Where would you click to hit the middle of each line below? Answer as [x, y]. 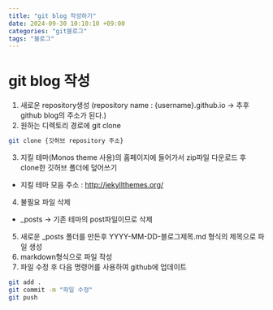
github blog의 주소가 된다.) [63, 115]
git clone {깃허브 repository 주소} [66, 141]
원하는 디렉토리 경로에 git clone [71, 126]
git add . [25, 282]
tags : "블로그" [32, 39]
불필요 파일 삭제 [45, 202]
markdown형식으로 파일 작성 [66, 257]
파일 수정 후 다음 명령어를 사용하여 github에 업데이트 [103, 267]
